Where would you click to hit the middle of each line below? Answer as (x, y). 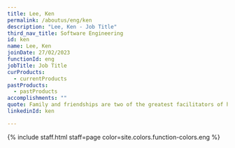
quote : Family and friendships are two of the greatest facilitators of (115, 105)
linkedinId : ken (31, 111)
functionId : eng (31, 59)
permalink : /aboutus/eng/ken (50, 20)
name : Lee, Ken (29, 46)
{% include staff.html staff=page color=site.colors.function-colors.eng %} (114, 137)
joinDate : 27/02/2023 (39, 53)
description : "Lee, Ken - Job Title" (62, 27)
